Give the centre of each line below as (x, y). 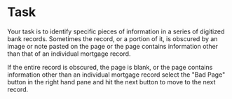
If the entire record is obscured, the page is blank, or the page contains (110, 67)
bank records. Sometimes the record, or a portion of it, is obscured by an (112, 38)
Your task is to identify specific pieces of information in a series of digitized (116, 31)
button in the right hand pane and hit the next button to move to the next (111, 82)
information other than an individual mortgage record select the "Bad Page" (116, 75)
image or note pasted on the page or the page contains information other (113, 46)
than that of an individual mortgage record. (69, 54)
